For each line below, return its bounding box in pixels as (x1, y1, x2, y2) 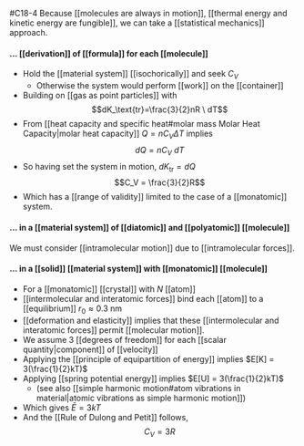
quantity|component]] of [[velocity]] (22, 344, 158, 355)
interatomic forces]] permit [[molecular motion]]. (22, 324, 205, 336)
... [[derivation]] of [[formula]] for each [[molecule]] (9, 47, 209, 58)
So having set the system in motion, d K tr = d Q (22, 161, 196, 174)
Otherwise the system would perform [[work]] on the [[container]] (35, 80, 284, 90)
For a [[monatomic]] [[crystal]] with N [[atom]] (22, 283, 196, 295)
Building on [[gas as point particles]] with (22, 90, 177, 100)
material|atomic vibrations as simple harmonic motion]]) (35, 392, 247, 403)
